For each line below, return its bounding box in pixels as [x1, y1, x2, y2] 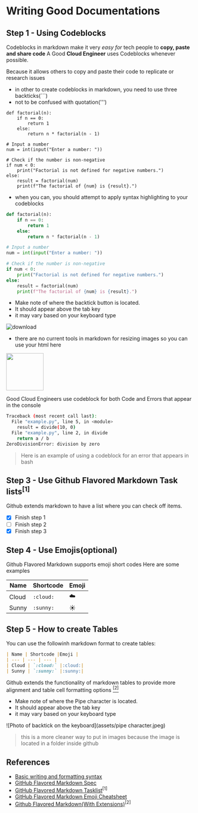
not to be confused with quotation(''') [14, 98, 107, 106]
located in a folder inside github [20, 740, 99, 747]
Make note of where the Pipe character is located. [14, 698, 138, 705]
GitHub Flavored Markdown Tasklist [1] [14, 786, 108, 794]
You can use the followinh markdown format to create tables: [6, 640, 156, 647]
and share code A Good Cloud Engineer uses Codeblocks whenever [6, 50, 176, 57]
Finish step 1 [14, 514, 46, 521]
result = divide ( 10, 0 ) [17, 425, 76, 431]
